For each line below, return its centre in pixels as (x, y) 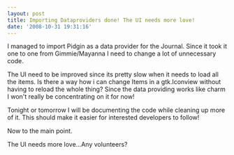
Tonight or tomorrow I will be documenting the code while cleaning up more (116, 110)
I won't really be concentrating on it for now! (71, 97)
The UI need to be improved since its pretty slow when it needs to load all (113, 74)
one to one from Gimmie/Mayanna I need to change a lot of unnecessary (112, 54)
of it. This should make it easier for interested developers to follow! (103, 117)
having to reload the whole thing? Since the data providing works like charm (116, 89)
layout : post (26, 14)
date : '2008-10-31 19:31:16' (50, 26)
